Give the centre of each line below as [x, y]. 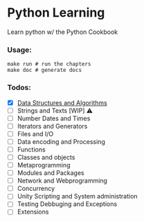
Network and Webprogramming [62, 181]
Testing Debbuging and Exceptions [67, 204]
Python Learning [56, 13]
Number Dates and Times [54, 118]
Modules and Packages [51, 173]
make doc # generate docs [44, 71]
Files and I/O [35, 133]
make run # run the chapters [49, 64]
